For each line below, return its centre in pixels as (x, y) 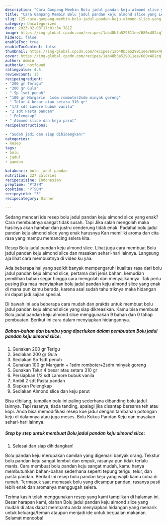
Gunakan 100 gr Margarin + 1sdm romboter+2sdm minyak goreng (79, 365)
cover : (12, 56)
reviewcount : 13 (22, 75)
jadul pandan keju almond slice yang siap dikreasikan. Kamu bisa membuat (82, 309)
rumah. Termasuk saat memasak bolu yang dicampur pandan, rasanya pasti (83, 482)
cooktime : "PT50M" (24, 189)
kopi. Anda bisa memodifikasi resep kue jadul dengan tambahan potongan (81, 411)
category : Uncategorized (31, 24)
